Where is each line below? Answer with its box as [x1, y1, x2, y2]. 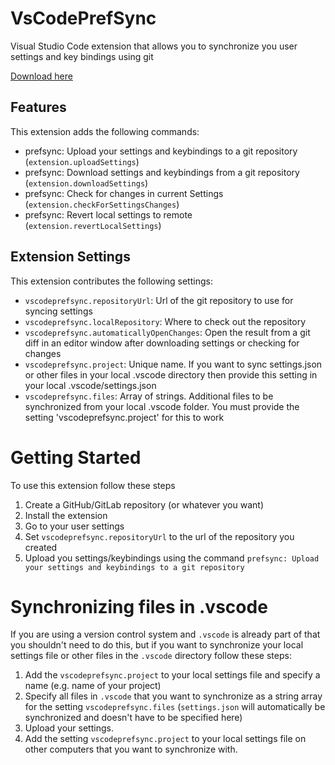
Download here [10, 70, 73, 82]
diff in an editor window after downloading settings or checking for [24, 337, 300, 349]
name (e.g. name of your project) [24, 680, 162, 692]
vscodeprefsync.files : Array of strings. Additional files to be [24, 390, 274, 402]
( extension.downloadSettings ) [24, 177, 149, 189]
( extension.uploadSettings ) [24, 155, 140, 167]
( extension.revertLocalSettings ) [24, 219, 162, 231]
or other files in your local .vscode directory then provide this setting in [24, 368, 318, 381]
